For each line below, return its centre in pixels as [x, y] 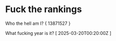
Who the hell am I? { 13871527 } [38, 23]
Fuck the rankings [44, 9]
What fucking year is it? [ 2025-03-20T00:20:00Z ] [59, 33]
